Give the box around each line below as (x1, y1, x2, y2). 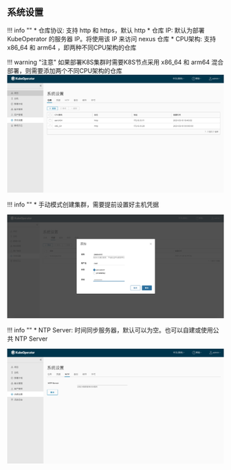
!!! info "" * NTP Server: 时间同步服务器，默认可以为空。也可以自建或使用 (7, 325, 213, 334)
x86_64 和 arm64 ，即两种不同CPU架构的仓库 (7, 43, 137, 52)
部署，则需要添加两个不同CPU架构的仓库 (7, 66, 122, 74)
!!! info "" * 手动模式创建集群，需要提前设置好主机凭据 (7, 200, 159, 209)
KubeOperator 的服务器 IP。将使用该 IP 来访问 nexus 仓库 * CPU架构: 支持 (7, 34, 217, 43)
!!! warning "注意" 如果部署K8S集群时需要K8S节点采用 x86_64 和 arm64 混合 (7, 58, 224, 66)
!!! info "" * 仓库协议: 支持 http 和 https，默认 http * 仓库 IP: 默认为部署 (7, 26, 205, 34)
